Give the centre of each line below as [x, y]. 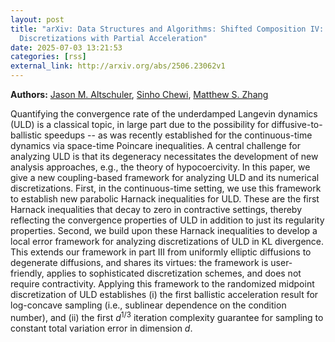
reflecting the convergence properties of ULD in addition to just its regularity [167, 220]
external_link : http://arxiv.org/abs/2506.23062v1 [118, 66]
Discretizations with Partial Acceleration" [113, 38]
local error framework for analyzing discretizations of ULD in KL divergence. [167, 241]
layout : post [37, 19]
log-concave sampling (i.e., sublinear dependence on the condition [148, 305]
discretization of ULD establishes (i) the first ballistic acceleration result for [164, 294]
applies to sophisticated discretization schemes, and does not [174, 273]
